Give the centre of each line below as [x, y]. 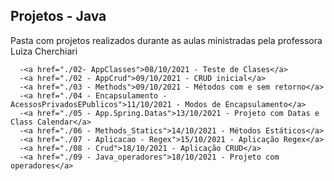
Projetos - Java [58, 16]
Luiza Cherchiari [44, 51]
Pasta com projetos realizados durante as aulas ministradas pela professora [166, 40]
